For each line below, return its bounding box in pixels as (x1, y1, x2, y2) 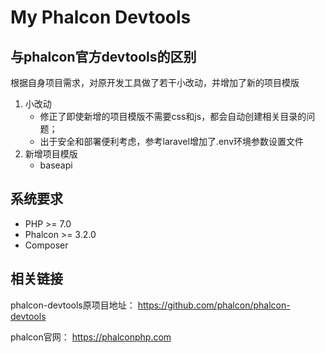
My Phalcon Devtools (10, 6, 192, 29)
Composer (24, 239, 69, 251)
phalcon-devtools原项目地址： (10, 299, 136, 311)
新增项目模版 (24, 148, 78, 160)
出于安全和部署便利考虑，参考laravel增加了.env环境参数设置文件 (39, 136, 305, 147)
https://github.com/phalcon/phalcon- (137, 299, 291, 311)
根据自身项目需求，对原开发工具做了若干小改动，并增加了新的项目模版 (10, 77, 300, 88)
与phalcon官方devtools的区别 (10, 48, 197, 65)
